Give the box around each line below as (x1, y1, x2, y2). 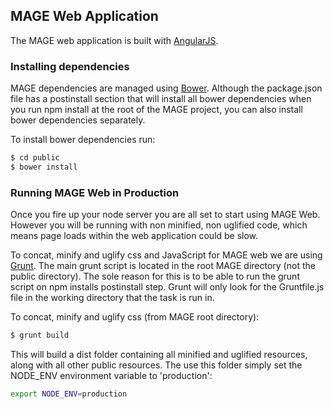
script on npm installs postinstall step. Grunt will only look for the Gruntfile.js (10, 281, 325, 293)
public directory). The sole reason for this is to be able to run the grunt (10, 270, 300, 283)
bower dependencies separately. (10, 114, 146, 126)
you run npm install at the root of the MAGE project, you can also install (10, 104, 303, 116)
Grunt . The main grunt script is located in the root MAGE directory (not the (10, 260, 316, 272)
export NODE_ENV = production (10, 389, 128, 399)
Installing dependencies (10, 59, 130, 73)
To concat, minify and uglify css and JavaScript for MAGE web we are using (10, 249, 323, 261)
